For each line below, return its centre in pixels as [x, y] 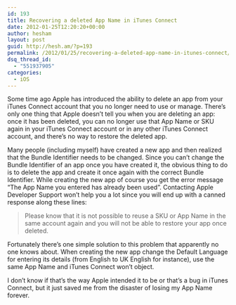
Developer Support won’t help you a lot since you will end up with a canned [117, 195]
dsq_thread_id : [29, 60]
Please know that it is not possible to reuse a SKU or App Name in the [125, 216]
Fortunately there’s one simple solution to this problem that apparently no [113, 245]
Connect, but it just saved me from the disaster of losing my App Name [110, 288]
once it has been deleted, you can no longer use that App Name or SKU [111, 122]
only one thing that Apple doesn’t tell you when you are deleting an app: [111, 114]
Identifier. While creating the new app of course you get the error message [115, 180]
